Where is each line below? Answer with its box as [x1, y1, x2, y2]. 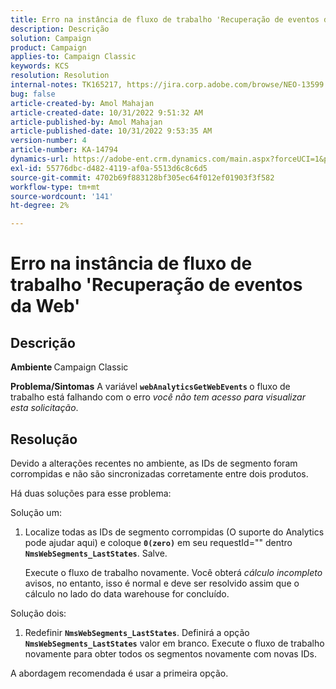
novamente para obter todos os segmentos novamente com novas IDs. [24, 647, 317, 660]
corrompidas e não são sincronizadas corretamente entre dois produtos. [10, 467, 309, 480]
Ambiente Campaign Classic [10, 361, 129, 373]
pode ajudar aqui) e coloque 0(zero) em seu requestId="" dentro [24, 536, 293, 548]
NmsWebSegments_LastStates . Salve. [24, 547, 168, 559]
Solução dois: [10, 607, 67, 619]
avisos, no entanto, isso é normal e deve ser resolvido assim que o [24, 577, 300, 589]
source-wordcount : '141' [10, 191, 114, 201]
